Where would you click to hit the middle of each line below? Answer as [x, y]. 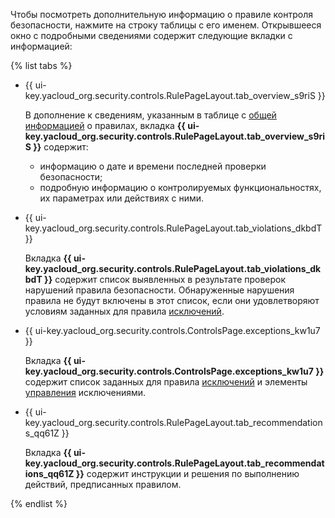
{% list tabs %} [41, 65]
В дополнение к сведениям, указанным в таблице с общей [150, 115]
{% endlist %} [39, 503]
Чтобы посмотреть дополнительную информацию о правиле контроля [161, 14]
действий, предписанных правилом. [103, 484]
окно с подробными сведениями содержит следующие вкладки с [151, 35]
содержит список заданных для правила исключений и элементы [166, 382]
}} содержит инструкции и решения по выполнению [187, 473]
